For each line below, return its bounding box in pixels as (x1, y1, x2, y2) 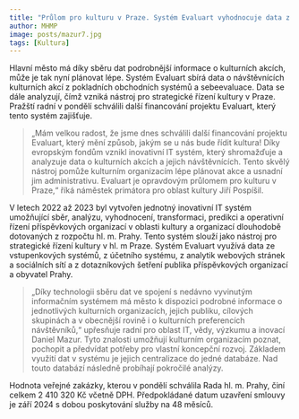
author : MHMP (9, 22, 58, 31)
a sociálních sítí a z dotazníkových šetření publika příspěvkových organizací (9, 259, 288, 270)
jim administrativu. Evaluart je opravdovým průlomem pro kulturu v (30, 176, 278, 187)
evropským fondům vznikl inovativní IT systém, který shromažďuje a (30, 147, 284, 158)
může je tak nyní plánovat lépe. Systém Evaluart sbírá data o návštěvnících (9, 73, 285, 83)
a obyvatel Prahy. (9, 269, 73, 280)
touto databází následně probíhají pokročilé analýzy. (30, 362, 224, 373)
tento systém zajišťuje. (9, 110, 92, 121)
